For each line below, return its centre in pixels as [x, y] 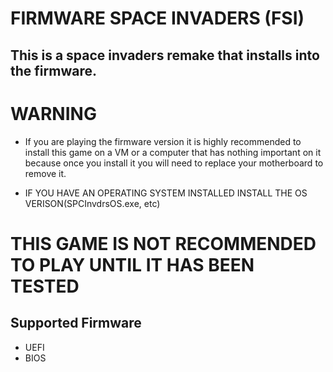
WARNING [53, 113]
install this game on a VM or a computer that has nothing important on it [173, 152]
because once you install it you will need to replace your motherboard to [174, 163]
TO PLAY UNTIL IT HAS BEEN [132, 264]
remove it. [45, 173]
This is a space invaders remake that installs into [165, 55]
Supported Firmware [76, 323]
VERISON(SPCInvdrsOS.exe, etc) [92, 203]
